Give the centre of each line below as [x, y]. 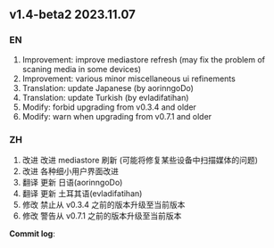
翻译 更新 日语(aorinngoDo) [72, 182]
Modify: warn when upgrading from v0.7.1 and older [117, 116]
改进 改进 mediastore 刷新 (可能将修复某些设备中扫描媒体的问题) [140, 160]
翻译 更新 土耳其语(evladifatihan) [82, 193]
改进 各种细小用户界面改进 [70, 171]
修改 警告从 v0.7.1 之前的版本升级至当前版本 [102, 215]
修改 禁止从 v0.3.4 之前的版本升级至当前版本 [104, 204]
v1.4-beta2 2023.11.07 [72, 15]
